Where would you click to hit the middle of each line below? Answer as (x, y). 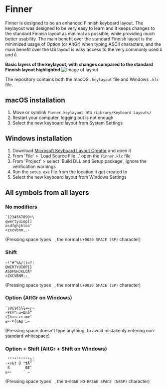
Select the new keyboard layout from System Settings (68, 123)
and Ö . (11, 55)
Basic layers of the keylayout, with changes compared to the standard (79, 64)
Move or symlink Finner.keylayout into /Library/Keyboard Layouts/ (82, 112)
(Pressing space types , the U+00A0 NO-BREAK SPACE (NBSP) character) (78, 382)
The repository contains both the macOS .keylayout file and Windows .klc (82, 79)
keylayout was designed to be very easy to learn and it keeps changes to (80, 28)
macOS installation (35, 100)
